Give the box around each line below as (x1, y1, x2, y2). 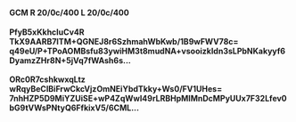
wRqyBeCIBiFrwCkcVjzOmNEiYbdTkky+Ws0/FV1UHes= (9, 84, 223, 94)
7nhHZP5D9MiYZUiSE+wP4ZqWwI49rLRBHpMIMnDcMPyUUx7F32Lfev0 (9, 94, 287, 104)
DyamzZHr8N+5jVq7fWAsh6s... (9, 55, 132, 66)
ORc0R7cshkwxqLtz (9, 74, 86, 85)
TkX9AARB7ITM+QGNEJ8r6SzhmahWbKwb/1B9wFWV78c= (9, 37, 239, 47)
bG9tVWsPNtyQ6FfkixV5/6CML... (9, 102, 140, 113)
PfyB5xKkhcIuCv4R (9, 27, 85, 37)
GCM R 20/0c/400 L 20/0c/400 (9, 7, 129, 18)
